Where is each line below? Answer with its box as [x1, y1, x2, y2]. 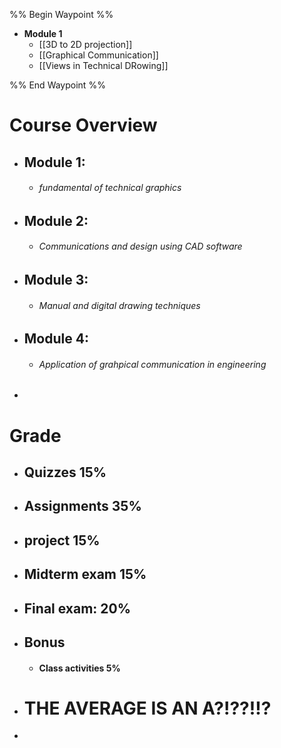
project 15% [23, 532, 101, 549]
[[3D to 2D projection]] [38, 39, 133, 50]
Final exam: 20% [23, 600, 132, 617]
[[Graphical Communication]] [38, 49, 159, 61]
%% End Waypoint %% [9, 79, 106, 91]
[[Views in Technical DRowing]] [38, 60, 169, 71]
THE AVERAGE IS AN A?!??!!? [23, 697, 272, 719]
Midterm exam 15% [23, 566, 147, 583]
